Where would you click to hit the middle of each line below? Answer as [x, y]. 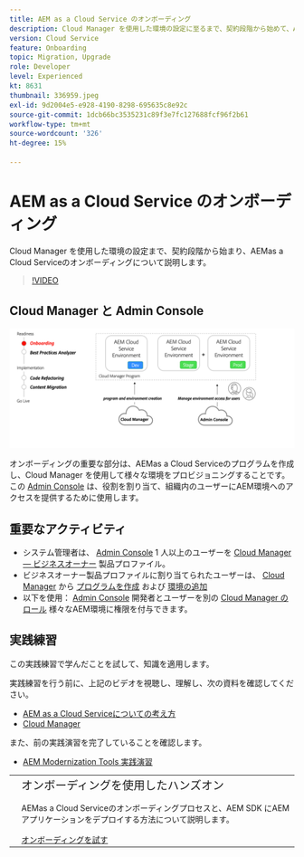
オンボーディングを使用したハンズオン [123, 786]
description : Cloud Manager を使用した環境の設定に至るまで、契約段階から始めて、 [152, 29]
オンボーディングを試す [65, 839]
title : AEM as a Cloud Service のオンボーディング [100, 19]
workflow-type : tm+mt [50, 124]
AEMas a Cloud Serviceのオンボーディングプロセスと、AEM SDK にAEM [155, 808]
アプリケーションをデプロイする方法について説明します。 [128, 819]
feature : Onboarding [48, 48]
